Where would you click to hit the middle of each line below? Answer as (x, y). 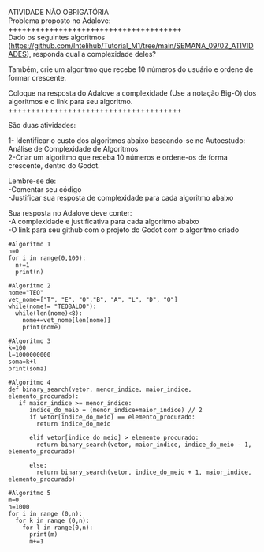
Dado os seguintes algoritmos (57, 37)
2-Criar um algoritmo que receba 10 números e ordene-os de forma (118, 157)
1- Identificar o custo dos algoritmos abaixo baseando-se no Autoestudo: (127, 141)
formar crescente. (37, 78)
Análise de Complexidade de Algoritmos (73, 149)
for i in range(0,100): (47, 258)
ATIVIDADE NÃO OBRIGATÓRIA (58, 12)
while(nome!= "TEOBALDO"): (52, 306)
